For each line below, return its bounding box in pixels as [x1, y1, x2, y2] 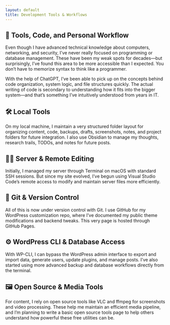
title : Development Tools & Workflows [5, 12, 87, 17]
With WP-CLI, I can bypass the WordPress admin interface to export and [5, 251, 156, 257]
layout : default [5, 7, 40, 13]
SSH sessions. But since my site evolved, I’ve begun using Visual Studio [5, 173, 156, 179]
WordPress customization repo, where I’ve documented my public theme [5, 212, 158, 218]
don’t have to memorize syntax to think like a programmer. [5, 66, 127, 72]
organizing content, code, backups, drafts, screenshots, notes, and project [5, 129, 161, 135]
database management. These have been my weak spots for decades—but [5, 55, 162, 61]
